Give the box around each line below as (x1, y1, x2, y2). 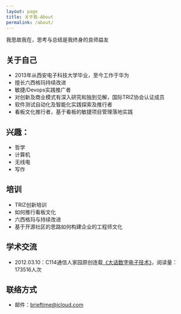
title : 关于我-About (6, 14, 54, 20)
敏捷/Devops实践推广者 (14, 86, 71, 94)
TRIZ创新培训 (14, 201, 47, 208)
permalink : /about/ (6, 19, 54, 25)
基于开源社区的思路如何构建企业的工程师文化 (14, 223, 123, 230)
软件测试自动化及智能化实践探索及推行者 (14, 101, 112, 108)
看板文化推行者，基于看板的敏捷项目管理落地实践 (14, 108, 133, 115)
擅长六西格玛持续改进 (14, 79, 66, 86)
